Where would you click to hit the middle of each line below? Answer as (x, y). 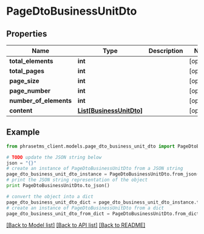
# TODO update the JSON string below (54, 157)
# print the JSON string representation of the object (77, 180)
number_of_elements (41, 101)
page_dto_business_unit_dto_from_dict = (58, 214)
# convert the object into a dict (50, 196)
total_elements (31, 61)
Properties (27, 34)
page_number (30, 91)
